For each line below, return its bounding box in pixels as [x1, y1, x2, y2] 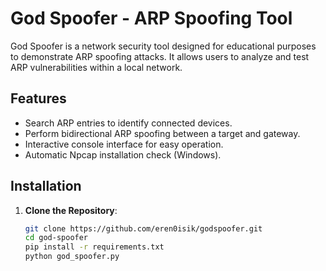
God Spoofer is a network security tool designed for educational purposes [10, 40, 317, 52]
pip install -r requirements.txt [24, 242, 165, 252]
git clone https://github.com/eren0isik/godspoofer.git [24, 223, 263, 234]
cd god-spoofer [24, 233, 89, 243]
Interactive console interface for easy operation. [24, 138, 224, 150]
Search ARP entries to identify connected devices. [24, 117, 233, 129]
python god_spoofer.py [24, 252, 120, 262]
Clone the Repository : [24, 204, 118, 216]
